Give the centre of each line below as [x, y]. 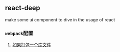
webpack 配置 [19, 33]
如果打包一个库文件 [32, 45]
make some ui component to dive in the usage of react [60, 19]
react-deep [23, 8]
